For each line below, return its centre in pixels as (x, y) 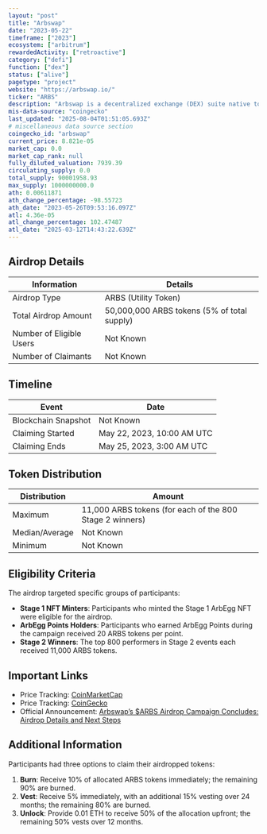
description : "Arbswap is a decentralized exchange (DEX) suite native (129, 104)
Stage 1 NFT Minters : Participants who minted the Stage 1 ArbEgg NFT (135, 608)
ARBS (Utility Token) (143, 297)
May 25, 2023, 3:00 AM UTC (153, 446)
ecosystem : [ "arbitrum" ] (49, 45)
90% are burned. (48, 788)
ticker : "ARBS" (33, 97)
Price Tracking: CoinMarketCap (71, 695)
